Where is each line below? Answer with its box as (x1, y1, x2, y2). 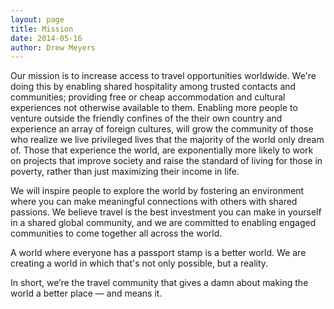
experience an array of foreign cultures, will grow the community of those (10, 123, 314, 135)
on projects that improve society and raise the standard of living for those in (10, 155, 323, 167)
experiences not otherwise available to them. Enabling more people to (10, 102, 298, 114)
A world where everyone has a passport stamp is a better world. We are (10, 247, 307, 259)
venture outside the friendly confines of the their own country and (10, 112, 283, 125)
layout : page (10, 14, 65, 25)
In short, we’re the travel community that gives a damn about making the (10, 277, 309, 289)
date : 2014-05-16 (10, 33, 83, 43)
